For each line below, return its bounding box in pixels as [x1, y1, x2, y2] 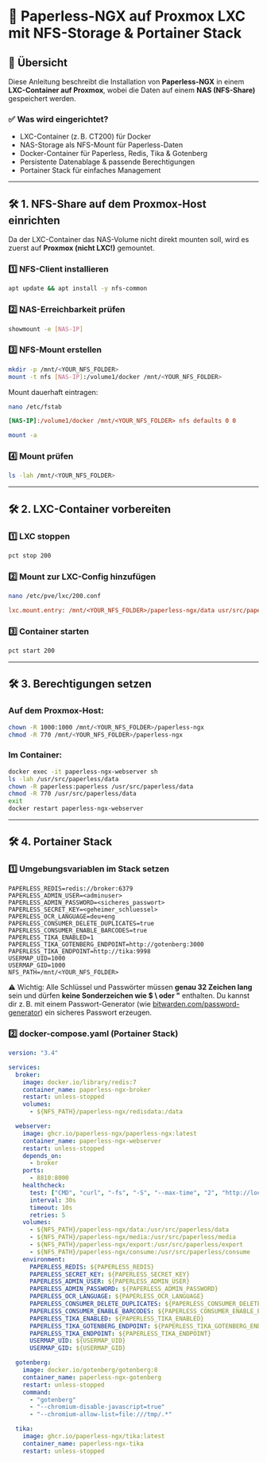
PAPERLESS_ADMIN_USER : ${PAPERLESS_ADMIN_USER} [29, 1277, 191, 1285]
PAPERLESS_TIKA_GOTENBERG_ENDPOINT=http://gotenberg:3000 [8, 940, 204, 949]
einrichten [8, 213, 61, 227]
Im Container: [8, 749, 62, 761]
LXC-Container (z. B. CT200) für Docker [19, 131, 151, 142]
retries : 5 [29, 1211, 66, 1219]
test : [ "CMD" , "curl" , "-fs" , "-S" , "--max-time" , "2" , [29, 1188, 219, 1197]
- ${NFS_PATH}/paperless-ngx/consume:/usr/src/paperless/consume [29, 1248, 250, 1256]
